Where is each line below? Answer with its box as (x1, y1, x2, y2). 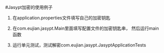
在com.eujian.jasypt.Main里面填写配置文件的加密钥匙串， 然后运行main (12, 25, 159, 31)
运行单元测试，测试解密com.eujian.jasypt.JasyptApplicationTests (12, 42, 146, 48)
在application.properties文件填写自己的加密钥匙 (12, 15, 111, 21)
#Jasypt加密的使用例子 (5, 4, 53, 10)
